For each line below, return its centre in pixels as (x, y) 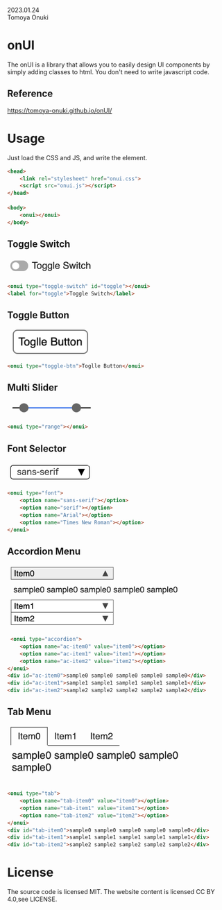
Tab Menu (29, 712)
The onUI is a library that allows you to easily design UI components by (109, 65)
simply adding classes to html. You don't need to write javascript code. (108, 71)
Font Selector (37, 448)
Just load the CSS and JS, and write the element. (77, 157)
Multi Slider (33, 388)
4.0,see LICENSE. (32, 899)
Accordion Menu (44, 551)
